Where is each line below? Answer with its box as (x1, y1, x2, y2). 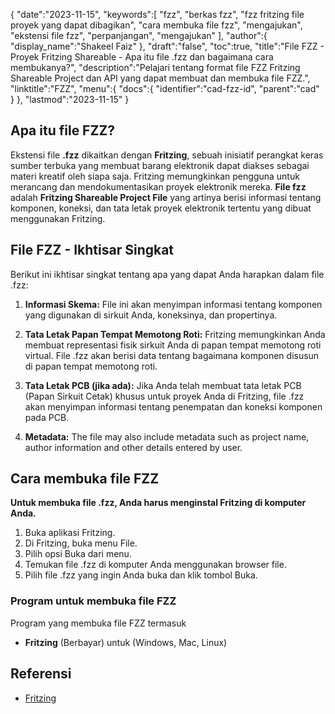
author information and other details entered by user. (24, 441, 243, 453)
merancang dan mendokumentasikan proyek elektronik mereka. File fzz (10, 180, 307, 193)
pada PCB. (24, 411, 70, 423)
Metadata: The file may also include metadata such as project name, (24, 430, 310, 443)
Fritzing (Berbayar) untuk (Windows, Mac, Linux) (24, 636, 228, 648)
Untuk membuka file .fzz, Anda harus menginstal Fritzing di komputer (10, 497, 307, 509)
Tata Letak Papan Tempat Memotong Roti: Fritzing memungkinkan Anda (24, 328, 326, 340)
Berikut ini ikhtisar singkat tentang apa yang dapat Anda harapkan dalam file (10, 268, 325, 280)
